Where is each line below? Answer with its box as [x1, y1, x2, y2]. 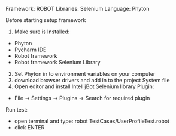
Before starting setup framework [5, 17, 86, 23]
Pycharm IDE [14, 46, 47, 53]
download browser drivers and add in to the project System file [14, 77, 170, 84]
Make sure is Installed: [14, 28, 70, 35]
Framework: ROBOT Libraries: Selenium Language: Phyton [5, 5, 150, 12]
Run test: [5, 106, 28, 113]
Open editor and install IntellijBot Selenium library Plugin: [14, 83, 154, 90]
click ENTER [14, 124, 45, 131]
